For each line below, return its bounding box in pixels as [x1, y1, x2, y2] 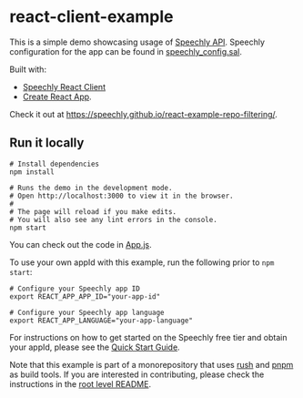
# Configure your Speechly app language [9, 308, 166, 317]
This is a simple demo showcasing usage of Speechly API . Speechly [9, 36, 266, 47]
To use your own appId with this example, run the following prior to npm [9, 257, 275, 268]
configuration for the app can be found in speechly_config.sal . [9, 46, 243, 56]
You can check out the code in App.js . [9, 239, 152, 250]
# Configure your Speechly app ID [9, 284, 141, 293]
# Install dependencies [9, 159, 100, 168]
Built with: [9, 64, 47, 75]
